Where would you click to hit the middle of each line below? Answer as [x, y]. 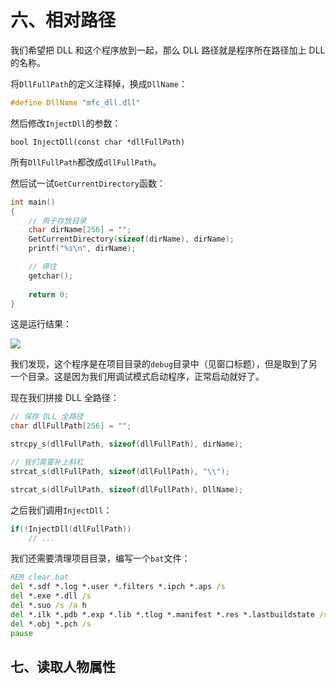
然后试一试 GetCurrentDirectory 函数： [88, 183]
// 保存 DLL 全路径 [47, 417]
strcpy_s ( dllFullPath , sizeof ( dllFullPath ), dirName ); [127, 444]
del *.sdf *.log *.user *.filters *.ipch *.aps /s [118, 587]
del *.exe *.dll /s [51, 596]
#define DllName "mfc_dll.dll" [75, 102]
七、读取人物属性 [63, 666]
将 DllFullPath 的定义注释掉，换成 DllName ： [99, 83]
